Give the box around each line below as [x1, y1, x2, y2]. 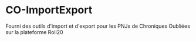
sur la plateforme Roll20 [5, 28, 63, 35]
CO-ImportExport [5, 3, 93, 17]
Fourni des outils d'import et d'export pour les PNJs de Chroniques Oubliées [5, 23, 190, 29]
